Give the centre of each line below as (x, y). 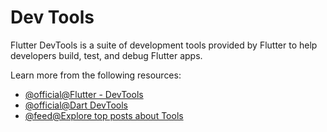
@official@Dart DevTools (76, 105)
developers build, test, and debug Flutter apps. (106, 55)
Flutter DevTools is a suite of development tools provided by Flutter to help (164, 45)
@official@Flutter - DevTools (84, 94)
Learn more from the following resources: (96, 75)
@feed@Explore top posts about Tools (104, 115)
